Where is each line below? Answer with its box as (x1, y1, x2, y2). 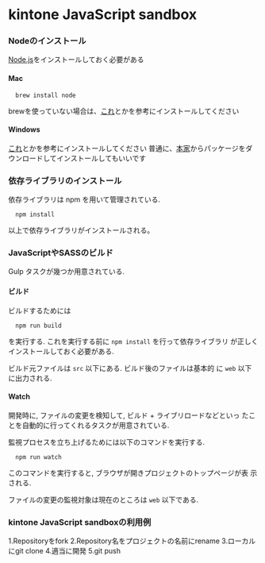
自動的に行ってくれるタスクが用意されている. (21, 420, 170, 430)
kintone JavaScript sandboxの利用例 (8, 516, 152, 527)
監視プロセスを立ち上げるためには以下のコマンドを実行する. (8, 437, 205, 446)
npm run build (15, 322, 62, 330)
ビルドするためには (8, 306, 71, 315)
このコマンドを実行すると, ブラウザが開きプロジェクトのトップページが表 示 (8, 468, 258, 477)
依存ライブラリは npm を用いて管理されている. (8, 195, 161, 204)
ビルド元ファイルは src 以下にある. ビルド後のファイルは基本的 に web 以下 (8, 363, 252, 372)
